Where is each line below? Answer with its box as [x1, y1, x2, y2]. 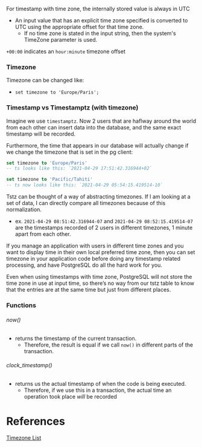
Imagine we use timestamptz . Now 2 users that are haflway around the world [6, 117, 197, 125]
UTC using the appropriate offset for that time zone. [14, 24, 144, 30]
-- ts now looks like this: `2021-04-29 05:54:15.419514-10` [6, 182, 163, 188]
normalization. [6, 206, 42, 214]
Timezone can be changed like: [6, 77, 84, 84]
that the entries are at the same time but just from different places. [6, 286, 171, 293]
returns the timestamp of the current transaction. [14, 335, 137, 342]
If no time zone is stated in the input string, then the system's [24, 30, 176, 37]
